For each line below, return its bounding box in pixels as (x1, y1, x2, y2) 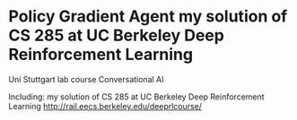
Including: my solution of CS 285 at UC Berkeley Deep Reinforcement (8, 91, 266, 102)
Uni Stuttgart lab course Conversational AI (8, 73, 164, 84)
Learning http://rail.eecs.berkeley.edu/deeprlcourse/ (8, 100, 203, 111)
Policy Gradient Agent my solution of (8, 6, 288, 27)
